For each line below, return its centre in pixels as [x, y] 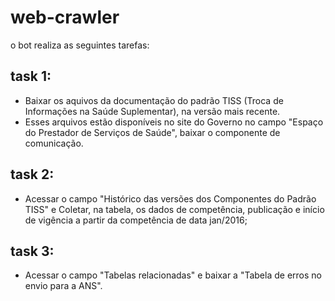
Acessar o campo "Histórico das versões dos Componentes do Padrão [170, 198]
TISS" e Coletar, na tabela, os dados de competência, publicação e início [174, 209]
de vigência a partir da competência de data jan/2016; [136, 220]
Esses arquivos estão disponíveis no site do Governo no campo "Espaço [174, 122]
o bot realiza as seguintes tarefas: [80, 45]
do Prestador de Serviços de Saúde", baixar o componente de [152, 132]
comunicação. [54, 143]
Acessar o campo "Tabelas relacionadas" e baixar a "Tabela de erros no [173, 275]
